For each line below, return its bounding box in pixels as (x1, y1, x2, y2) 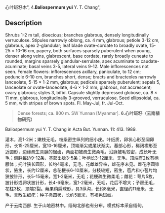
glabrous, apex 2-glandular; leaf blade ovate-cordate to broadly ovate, (5, 42, 149, 48)
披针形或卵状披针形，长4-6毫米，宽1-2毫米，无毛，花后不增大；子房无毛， (5, 179, 158, 185)
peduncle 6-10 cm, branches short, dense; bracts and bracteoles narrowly (5, 73, 157, 80)
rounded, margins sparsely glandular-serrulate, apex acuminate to (5, 58, 140, 64)
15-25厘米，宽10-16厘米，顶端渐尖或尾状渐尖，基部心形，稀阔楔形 (18, 142, 153, 148)
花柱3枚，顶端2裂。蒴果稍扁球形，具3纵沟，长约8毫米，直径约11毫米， (5, 185, 149, 191)
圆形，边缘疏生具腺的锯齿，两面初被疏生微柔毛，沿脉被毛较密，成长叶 (9, 148, 152, 154)
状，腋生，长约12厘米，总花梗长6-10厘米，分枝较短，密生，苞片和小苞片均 (5, 167, 157, 173)
